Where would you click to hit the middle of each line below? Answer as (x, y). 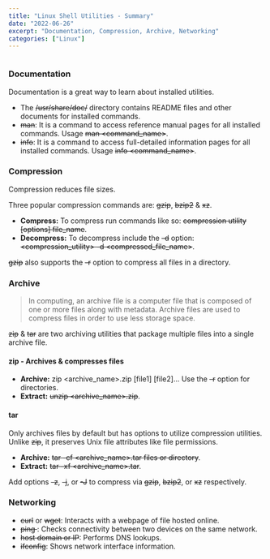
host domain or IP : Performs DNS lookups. (91, 537)
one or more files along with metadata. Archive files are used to (134, 310)
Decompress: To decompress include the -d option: (107, 238)
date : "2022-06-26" (41, 24)
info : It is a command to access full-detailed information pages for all (135, 142)
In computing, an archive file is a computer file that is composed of (140, 301)
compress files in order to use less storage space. (112, 318)
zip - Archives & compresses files (66, 361)
